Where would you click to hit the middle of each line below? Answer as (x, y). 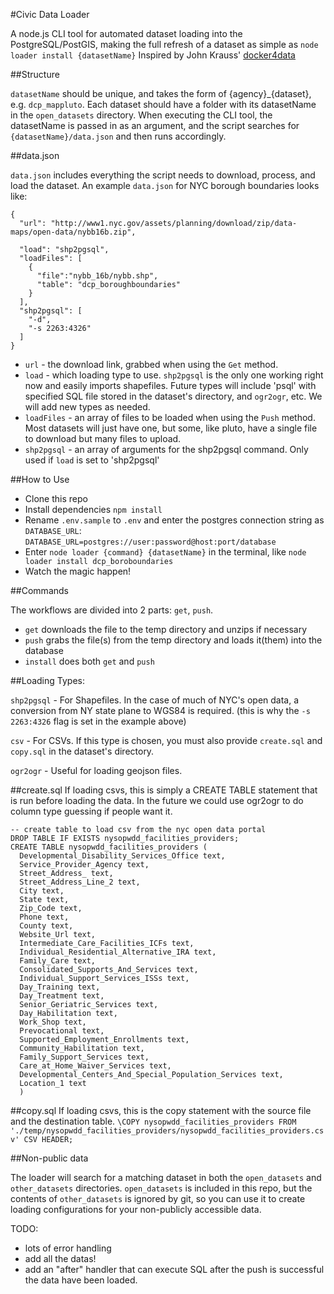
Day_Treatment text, (62, 996)
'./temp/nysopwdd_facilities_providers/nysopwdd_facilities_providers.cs (167, 1131)
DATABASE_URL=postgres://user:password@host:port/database (150, 542)
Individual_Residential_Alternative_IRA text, (118, 952)
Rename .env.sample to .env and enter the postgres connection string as (174, 520)
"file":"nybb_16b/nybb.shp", (97, 276)
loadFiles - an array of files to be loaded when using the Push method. (170, 417)
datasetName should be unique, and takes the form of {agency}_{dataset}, (161, 93)
